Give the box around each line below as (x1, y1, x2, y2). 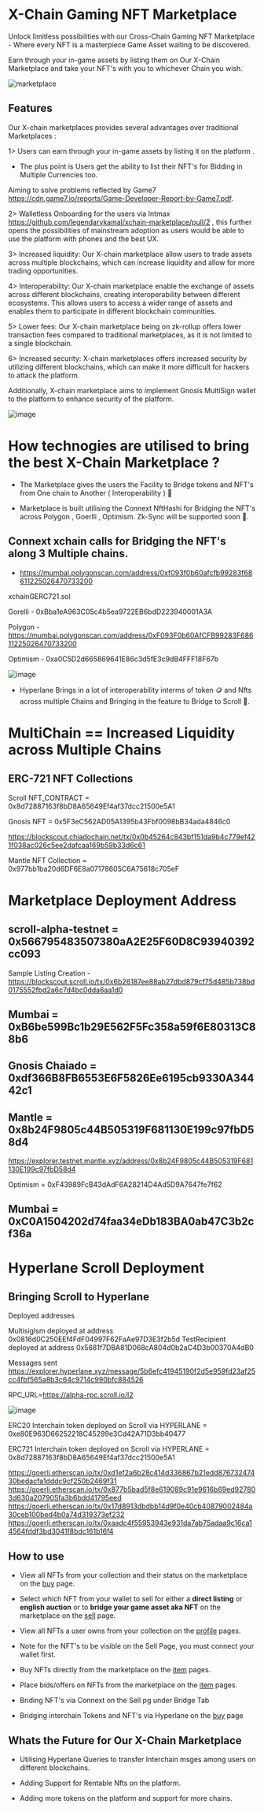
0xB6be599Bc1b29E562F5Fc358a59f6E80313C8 (8, 1020, 256, 1033)
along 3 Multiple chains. (8, 547, 129, 560)
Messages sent (8, 1358, 57, 1368)
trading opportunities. (8, 266, 79, 275)
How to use (8, 1549, 64, 1563)
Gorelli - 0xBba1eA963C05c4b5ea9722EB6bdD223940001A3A (8, 607, 213, 616)
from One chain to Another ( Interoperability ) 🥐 (19, 488, 173, 497)
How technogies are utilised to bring (8, 437, 250, 455)
